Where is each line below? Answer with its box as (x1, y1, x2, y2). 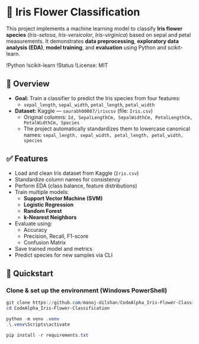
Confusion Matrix (23, 238, 66, 246)
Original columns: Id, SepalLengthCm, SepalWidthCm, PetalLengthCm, (23, 113, 192, 120)
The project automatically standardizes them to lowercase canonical (23, 125, 191, 132)
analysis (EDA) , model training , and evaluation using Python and (6, 44, 167, 51)
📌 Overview (6, 79, 50, 89)
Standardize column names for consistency (14, 176, 121, 183)
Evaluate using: (14, 219, 52, 227)
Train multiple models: (14, 188, 69, 195)
